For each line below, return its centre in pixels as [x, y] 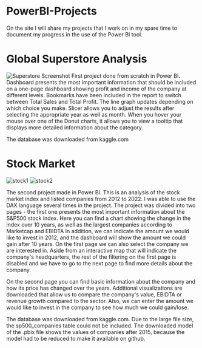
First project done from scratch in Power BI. [126, 76]
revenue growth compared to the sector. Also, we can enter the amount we [100, 301]
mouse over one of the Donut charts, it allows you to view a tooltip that [95, 121]
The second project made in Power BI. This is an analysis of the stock [93, 192]
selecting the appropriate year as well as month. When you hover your [94, 114]
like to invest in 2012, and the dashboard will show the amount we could [96, 237]
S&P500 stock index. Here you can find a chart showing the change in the [99, 218]
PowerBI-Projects [52, 11]
